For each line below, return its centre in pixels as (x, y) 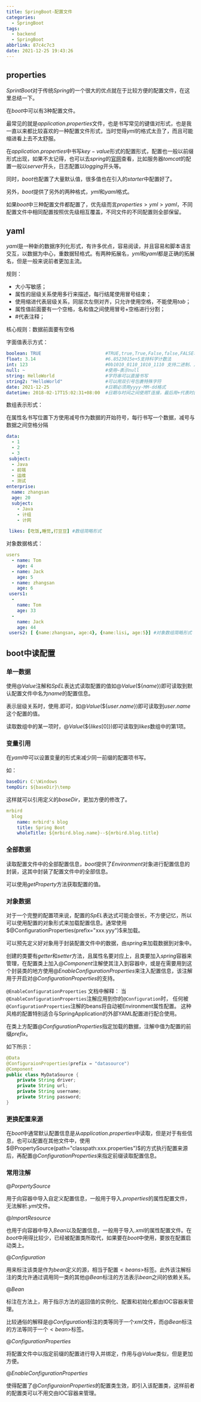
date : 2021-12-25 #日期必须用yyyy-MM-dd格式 (86, 387)
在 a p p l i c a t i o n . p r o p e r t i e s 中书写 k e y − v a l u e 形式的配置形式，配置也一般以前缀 (100, 151)
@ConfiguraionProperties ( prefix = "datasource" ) (68, 1063)
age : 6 (25, 589)
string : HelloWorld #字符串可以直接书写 (77, 376)
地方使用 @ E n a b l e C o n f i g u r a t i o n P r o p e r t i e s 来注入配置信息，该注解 (112, 971)
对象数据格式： (25, 544)
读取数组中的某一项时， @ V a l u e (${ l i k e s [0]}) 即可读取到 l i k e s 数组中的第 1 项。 (98, 726)
